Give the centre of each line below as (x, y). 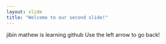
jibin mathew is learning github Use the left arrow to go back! (83, 34)
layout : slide (25, 12)
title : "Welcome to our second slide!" (57, 17)
